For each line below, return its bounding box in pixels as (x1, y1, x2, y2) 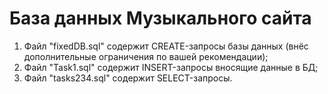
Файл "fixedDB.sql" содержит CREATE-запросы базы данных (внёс (23, 40, 309, 52)
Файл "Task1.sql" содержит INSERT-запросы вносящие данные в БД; (23, 61, 319, 73)
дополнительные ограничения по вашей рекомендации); (23, 50, 269, 62)
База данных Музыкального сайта (9, 7, 312, 30)
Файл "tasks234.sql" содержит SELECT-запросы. (23, 72, 233, 84)
